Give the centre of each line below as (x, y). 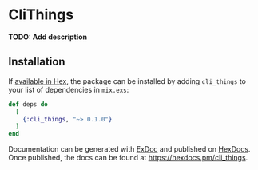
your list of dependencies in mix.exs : (69, 89)
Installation (37, 62)
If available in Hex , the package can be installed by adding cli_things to (127, 81)
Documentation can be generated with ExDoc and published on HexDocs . (129, 149)
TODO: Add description (48, 37)
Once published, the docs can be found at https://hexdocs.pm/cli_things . (128, 158)
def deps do (28, 104)
